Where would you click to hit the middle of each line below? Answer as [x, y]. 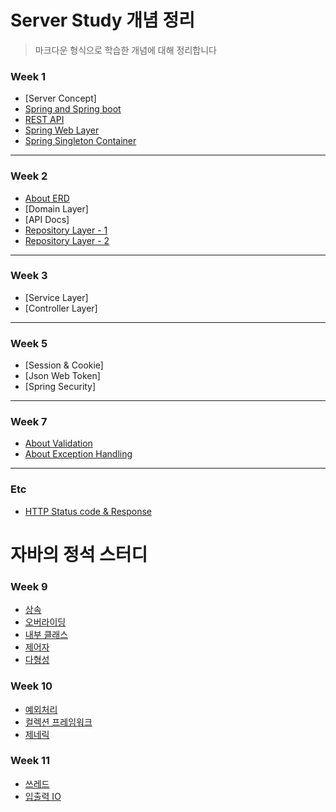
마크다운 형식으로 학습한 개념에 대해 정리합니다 [125, 50]
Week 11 [30, 761]
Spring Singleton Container [80, 141]
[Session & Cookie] [64, 365]
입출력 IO [43, 796]
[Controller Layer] [61, 308]
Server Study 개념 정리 [102, 20]
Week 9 [29, 586]
